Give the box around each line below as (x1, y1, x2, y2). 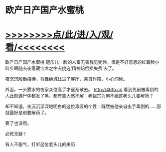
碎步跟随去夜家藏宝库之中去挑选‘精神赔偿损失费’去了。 (5, 65, 117, 71)
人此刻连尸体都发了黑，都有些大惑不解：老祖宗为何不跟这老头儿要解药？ (5, 93, 154, 99)
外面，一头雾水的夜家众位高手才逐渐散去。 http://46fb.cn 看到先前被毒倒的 (5, 87, 159, 93)
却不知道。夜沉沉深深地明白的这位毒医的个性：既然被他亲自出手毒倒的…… (5, 103, 157, 110)
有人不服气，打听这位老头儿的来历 (5, 142, 75, 148)
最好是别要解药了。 (9, 110, 49, 116)
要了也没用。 (5, 120, 31, 126)
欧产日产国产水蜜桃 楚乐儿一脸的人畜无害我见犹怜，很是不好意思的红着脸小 (5, 59, 160, 65)
